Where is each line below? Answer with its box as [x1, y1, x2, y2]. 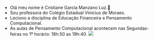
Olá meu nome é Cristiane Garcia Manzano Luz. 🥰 [9, 5, 111, 10]
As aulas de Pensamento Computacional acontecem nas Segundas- [9, 25, 150, 31]
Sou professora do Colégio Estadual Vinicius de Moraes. [9, 10, 126, 16]
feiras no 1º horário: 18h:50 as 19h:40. [9, 31, 87, 37]
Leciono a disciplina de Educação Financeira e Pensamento [9, 15, 132, 20]
